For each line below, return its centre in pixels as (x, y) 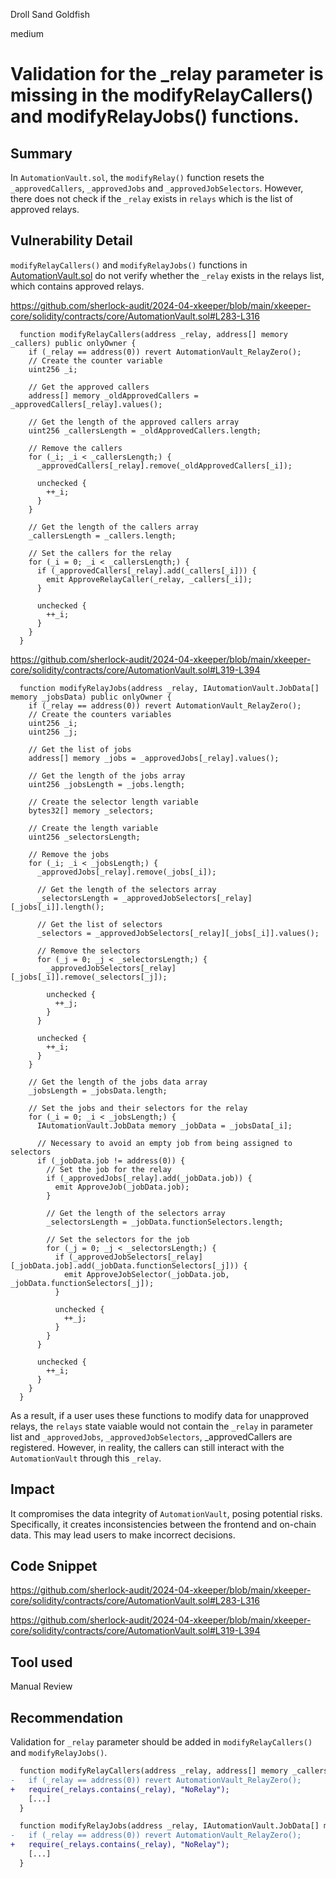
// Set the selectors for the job (118, 1239)
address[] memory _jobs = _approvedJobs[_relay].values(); (154, 758)
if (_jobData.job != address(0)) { (111, 1160)
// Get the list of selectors (99, 924)
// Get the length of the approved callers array (134, 422)
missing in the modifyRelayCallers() (162, 95)
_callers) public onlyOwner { (73, 343)
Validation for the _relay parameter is (167, 74)
